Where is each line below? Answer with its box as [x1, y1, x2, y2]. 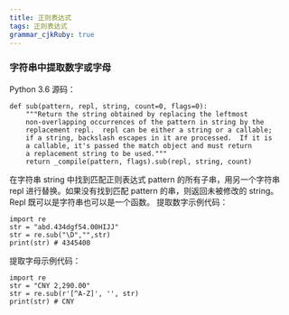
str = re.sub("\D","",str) [9, 230, 111, 239]
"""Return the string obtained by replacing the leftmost [25, 109, 248, 118]
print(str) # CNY [9, 297, 75, 306]
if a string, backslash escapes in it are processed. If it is [25, 133, 273, 143]
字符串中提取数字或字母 [9, 61, 111, 74]
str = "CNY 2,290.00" [9, 281, 91, 290]
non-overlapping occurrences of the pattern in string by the [25, 117, 265, 126]
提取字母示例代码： [9, 255, 81, 266]
